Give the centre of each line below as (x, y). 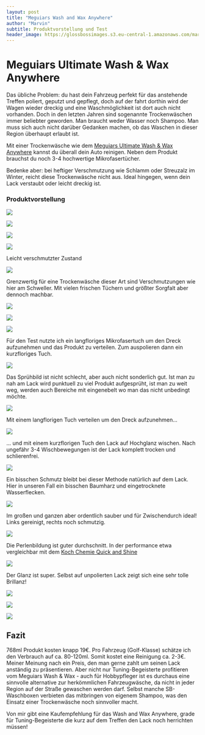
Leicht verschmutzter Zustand (44, 258)
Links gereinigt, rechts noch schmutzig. (56, 522)
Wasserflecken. (26, 492)
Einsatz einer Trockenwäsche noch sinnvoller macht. (73, 702)
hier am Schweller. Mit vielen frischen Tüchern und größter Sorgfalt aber (97, 288)
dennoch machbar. (30, 294)
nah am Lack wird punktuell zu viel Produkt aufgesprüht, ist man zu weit (97, 384)
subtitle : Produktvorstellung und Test (57, 29)
